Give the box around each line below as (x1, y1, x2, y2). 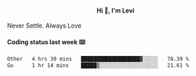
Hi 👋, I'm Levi (96, 6, 135, 15)
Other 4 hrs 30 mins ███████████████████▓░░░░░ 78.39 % (7, 56, 189, 63)
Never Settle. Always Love (7, 21, 82, 30)
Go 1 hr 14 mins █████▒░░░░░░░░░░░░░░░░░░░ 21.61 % (7, 62, 189, 69)
